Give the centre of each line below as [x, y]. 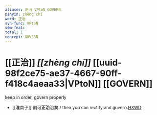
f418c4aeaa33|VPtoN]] [53, 84]
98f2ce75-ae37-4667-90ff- [63, 73]
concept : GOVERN [22, 37]
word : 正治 [15, 19]
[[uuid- [107, 63]
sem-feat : [15, 28]
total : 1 [14, 32]
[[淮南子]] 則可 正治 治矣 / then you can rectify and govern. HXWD [77, 107]
